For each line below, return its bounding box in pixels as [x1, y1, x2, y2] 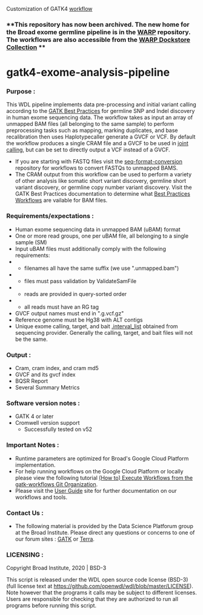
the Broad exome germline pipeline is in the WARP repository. [6, 27, 191, 36]
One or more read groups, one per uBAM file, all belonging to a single [15, 232, 189, 239]
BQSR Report [15, 377, 48, 385]
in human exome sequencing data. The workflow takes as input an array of [6, 114, 193, 121]
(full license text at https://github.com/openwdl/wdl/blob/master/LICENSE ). [6, 583, 194, 590]
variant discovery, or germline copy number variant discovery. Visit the [15, 184, 192, 191]
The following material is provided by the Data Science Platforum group [15, 522, 194, 529]
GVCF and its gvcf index [15, 371, 76, 378]
